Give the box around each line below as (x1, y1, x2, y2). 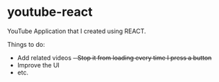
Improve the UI (17, 61, 60, 69)
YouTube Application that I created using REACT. (7, 27, 147, 35)
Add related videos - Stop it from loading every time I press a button (17, 53, 212, 62)
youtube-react (7, 4, 93, 20)
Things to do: (7, 40, 45, 48)
